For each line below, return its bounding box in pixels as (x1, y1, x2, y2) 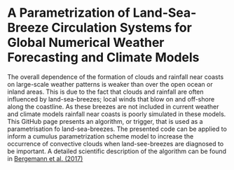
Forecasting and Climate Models (7, 50, 200, 66)
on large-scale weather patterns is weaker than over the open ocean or (7, 80, 213, 88)
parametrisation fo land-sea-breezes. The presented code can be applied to (7, 125, 228, 133)
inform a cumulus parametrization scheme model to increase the (7, 132, 194, 141)
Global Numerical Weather (7, 35, 165, 50)
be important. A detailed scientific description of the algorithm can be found (7, 147, 226, 155)
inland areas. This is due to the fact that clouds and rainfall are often (7, 87, 205, 96)
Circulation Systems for (51, 20, 193, 36)
